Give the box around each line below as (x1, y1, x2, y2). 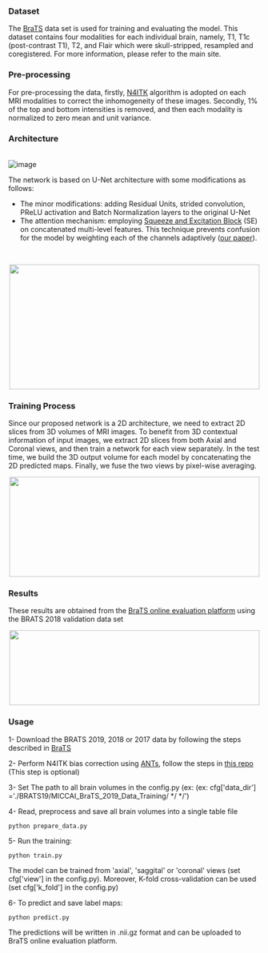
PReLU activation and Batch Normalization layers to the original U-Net (19, 207, 250, 217)
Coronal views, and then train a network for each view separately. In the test (8, 444, 260, 453)
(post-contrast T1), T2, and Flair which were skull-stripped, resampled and (8, 41, 254, 50)
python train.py (8, 851, 62, 859)
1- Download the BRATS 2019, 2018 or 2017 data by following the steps (8, 734, 242, 744)
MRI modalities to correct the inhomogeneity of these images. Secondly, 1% (8, 96, 258, 106)
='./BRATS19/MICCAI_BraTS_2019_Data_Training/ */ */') (8, 791, 190, 800)
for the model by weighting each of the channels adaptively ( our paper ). (19, 233, 258, 242)
